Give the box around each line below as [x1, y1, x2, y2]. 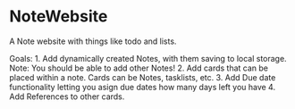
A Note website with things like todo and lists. [9, 36, 177, 46]
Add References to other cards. [9, 91, 125, 102]
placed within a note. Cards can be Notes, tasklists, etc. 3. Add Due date [9, 71, 276, 82]
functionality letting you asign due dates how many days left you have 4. [9, 81, 275, 92]
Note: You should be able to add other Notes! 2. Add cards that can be [9, 63, 268, 73]
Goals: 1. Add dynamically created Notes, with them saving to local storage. [9, 53, 288, 63]
